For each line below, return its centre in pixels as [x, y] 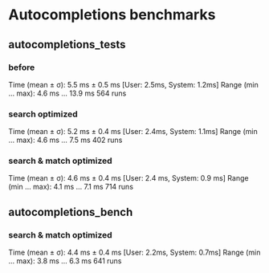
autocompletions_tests [67, 45]
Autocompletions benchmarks [112, 15]
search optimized [43, 114]
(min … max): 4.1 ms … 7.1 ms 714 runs [71, 187]
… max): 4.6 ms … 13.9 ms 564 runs [67, 93]
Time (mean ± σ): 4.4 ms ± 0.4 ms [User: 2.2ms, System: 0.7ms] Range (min [134, 253]
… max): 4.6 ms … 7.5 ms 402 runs [65, 140]
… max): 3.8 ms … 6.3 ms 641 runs [65, 261]
